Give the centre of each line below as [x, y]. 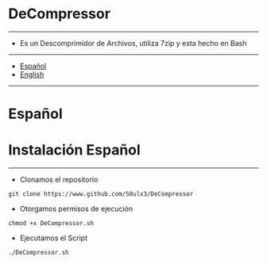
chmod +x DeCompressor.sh [51, 224]
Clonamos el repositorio [59, 180]
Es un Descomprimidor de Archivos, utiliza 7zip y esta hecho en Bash [133, 43]
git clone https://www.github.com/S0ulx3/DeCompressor [101, 194]
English [32, 74]
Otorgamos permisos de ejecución [76, 209]
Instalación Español [74, 150]
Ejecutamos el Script [53, 238]
